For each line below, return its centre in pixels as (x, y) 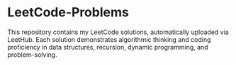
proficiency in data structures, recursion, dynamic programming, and (108, 47)
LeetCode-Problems (68, 12)
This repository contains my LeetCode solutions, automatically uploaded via (118, 32)
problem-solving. (33, 55)
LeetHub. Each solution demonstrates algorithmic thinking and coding (109, 39)
